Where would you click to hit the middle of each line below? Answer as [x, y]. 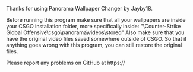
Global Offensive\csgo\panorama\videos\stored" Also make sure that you [95, 32]
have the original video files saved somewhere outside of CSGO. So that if [96, 39]
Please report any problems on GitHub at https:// [66, 63]
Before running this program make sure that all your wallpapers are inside [96, 20]
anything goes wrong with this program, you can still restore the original [94, 45]
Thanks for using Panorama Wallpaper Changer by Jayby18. [80, 9]
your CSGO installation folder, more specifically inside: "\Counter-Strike [94, 26]
